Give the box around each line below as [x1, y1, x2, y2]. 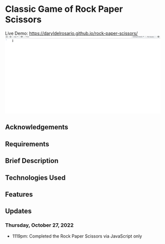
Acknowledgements [5, 123, 68, 131]
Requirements [5, 140, 49, 148]
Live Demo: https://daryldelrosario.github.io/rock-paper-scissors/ [5, 30, 138, 36]
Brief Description [5, 157, 59, 165]
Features [5, 190, 33, 199]
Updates [5, 207, 32, 215]
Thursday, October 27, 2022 [5, 222, 74, 229]
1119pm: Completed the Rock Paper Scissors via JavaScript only [12, 233, 142, 239]
